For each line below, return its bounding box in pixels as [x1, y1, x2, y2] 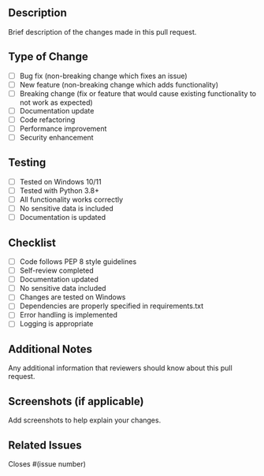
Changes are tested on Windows [19, 292, 126, 302]
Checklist [8, 236, 57, 249]
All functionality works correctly [19, 195, 124, 204]
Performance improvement [19, 124, 107, 133]
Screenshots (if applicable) [8, 394, 144, 408]
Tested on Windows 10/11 [19, 177, 102, 186]
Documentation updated [19, 275, 99, 284]
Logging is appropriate [19, 319, 94, 329]
